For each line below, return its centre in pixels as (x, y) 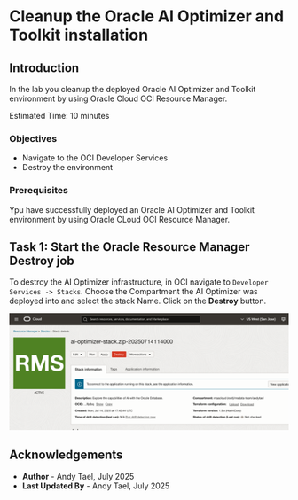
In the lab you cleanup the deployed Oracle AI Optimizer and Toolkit (133, 89)
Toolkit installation (79, 35)
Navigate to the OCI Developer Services (95, 158)
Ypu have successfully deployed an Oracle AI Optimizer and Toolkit (132, 209)
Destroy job (42, 260)
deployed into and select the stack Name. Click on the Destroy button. (138, 301)
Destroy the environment (67, 168)
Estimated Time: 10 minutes (59, 116)
